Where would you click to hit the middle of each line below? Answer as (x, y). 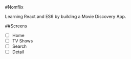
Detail (18, 52)
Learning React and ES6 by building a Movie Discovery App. (65, 16)
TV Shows (22, 41)
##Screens (16, 26)
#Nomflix (14, 7)
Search (19, 46)
